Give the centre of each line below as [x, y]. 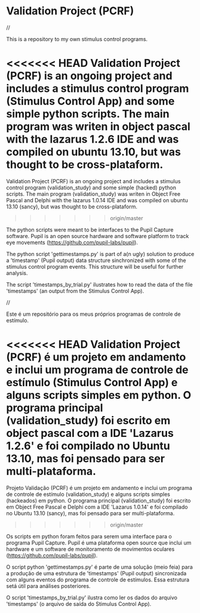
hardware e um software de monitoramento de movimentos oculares [90, 549]
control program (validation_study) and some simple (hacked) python [91, 187]
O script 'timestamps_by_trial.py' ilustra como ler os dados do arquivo [92, 597]
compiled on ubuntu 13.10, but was [93, 152]
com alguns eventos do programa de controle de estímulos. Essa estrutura [98, 580]
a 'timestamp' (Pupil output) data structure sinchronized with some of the [96, 260]
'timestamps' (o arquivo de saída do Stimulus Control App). [79, 603]
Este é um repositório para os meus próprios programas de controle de [93, 314]
